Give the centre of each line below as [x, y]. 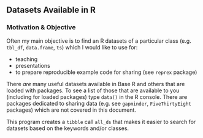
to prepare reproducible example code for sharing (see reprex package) [106, 72]
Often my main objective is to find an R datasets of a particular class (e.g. [99, 41]
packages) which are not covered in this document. [71, 110]
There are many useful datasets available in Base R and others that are [96, 84]
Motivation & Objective [41, 27]
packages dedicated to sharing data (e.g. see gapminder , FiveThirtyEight [99, 103]
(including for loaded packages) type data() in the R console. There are [97, 96]
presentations [33, 65]
